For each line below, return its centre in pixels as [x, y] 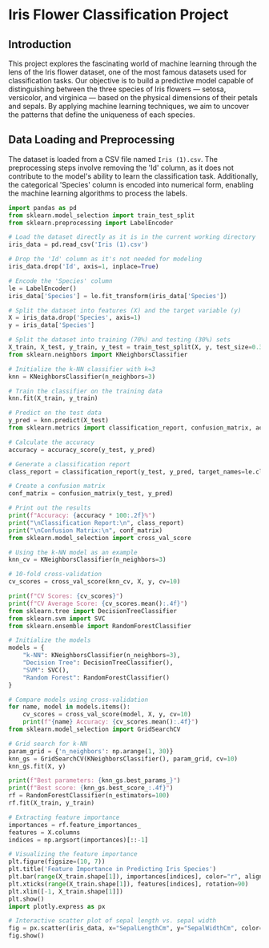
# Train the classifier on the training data [85, 391]
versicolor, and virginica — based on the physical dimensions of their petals [133, 97]
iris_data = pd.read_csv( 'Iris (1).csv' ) [78, 245]
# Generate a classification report [69, 464]
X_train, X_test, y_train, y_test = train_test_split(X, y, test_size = [130, 347]
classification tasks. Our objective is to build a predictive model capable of [131, 81]
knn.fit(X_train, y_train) [53, 398]
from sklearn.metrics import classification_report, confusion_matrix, [130, 428]
